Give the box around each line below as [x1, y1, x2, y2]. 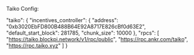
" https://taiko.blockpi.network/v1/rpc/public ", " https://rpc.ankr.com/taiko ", [6, 36, 188, 42]
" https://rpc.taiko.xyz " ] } [6, 42, 68, 49]
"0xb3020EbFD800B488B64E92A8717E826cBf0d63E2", [6, 23, 146, 30]
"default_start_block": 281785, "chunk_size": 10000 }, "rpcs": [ [6, 29, 159, 36]
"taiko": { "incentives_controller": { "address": [6, 17, 118, 23]
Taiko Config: [6, 5, 39, 12]
